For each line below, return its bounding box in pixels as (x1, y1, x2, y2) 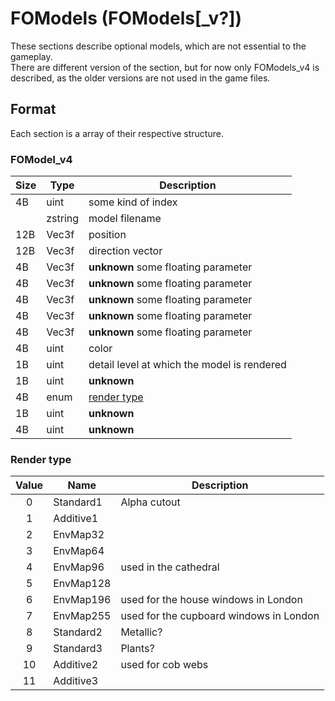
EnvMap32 (53, 528, 105, 542)
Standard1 (53, 495, 103, 509)
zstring (46, 212, 80, 226)
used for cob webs (120, 658, 209, 672)
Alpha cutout (120, 495, 181, 509)
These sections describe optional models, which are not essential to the (10, 40, 307, 52)
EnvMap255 (53, 609, 112, 623)
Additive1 (53, 512, 99, 526)
